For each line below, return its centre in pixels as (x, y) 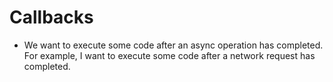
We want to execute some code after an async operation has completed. (173, 45)
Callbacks (51, 17)
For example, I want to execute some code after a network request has (169, 55)
